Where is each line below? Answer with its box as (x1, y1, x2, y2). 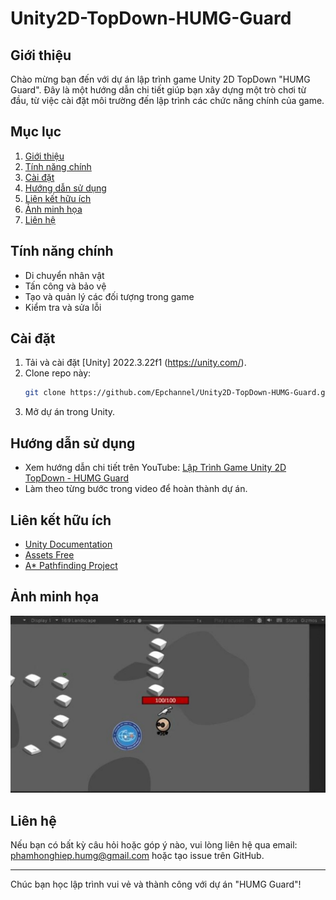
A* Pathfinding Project (24, 559, 118, 571)
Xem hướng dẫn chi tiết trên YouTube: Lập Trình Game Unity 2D (24, 462, 287, 474)
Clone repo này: (24, 367, 92, 379)
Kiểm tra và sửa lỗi (24, 301, 102, 313)
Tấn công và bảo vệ (24, 280, 107, 292)
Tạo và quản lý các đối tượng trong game (24, 290, 195, 302)
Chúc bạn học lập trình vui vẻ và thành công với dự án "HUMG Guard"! (10, 878, 302, 891)
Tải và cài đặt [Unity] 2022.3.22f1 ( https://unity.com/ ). (24, 357, 247, 369)
